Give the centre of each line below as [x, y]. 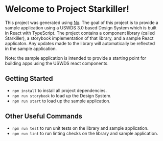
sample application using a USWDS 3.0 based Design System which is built [81, 27]
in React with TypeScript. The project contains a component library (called [80, 33]
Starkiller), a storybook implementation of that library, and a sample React [79, 38]
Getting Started [29, 79]
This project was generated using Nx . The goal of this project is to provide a [82, 23]
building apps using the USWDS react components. [57, 63]
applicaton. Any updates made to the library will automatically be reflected [80, 43]
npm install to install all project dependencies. [59, 90]
